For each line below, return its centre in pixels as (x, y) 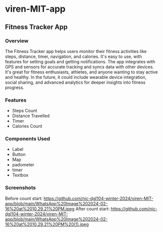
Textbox (20, 175)
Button (19, 155)
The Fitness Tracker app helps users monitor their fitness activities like (76, 51)
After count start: (92, 209)
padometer (23, 165)
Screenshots (20, 188)
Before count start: (24, 198)
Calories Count (27, 126)
